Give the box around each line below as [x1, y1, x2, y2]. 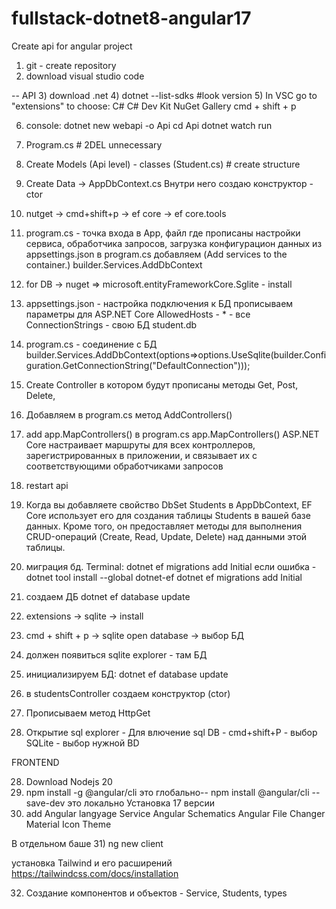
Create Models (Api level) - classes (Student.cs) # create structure [25, 158, 301, 170]
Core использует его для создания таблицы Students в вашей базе [25, 509, 311, 521]
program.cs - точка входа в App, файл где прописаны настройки [25, 227, 301, 239]
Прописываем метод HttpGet [25, 707, 151, 719]
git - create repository [25, 59, 117, 71]
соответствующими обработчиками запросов [25, 460, 224, 472]
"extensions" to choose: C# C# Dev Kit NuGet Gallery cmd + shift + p [11, 100, 297, 112]
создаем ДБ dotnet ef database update [25, 590, 191, 602]
